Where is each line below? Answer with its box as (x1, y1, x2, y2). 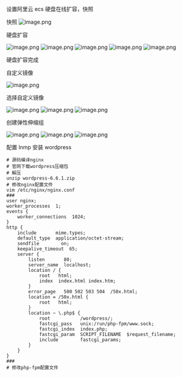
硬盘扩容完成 (6, 56, 38, 63)
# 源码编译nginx (6, 157, 44, 163)
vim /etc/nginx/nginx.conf (6, 187, 75, 193)
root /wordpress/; (38, 315, 114, 321)
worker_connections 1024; (17, 214, 86, 220)
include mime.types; (17, 230, 86, 236)
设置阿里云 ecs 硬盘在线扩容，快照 (6, 5, 93, 12)
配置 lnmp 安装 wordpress (6, 144, 72, 151)
